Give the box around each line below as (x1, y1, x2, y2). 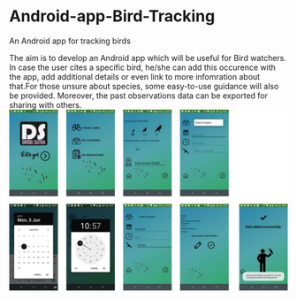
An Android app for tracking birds (9, 35, 131, 46)
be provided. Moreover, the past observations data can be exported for (9, 90, 268, 101)
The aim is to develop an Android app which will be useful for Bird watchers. (9, 52, 287, 63)
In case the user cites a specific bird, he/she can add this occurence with (9, 62, 277, 73)
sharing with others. (9, 99, 82, 110)
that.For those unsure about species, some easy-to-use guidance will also (9, 81, 279, 91)
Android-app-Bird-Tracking (9, 6, 216, 27)
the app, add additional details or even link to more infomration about (9, 71, 261, 81)
